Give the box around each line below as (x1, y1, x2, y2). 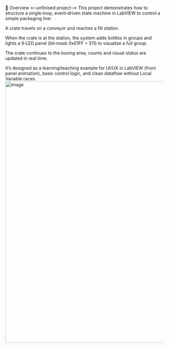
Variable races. (5, 76, 37, 81)
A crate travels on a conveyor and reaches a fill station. (5, 25, 120, 31)
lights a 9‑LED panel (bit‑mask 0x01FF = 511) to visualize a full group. (5, 40, 147, 46)
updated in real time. (5, 55, 48, 61)
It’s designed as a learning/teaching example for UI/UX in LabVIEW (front (5, 65, 156, 71)
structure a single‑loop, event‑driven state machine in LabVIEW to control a (5, 10, 161, 16)
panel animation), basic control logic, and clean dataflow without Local (5, 70, 152, 76)
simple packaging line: (5, 16, 52, 21)
